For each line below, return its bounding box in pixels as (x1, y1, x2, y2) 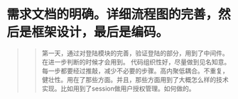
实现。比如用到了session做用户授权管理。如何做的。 (41, 84, 195, 93)
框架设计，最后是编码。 (31, 24, 169, 40)
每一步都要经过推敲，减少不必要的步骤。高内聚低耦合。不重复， (41, 66, 229, 75)
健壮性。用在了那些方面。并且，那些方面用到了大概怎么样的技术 (41, 75, 229, 83)
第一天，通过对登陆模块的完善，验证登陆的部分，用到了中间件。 (41, 49, 229, 57)
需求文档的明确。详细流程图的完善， (6, 6, 219, 23)
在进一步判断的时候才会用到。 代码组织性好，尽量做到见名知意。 (41, 57, 231, 66)
